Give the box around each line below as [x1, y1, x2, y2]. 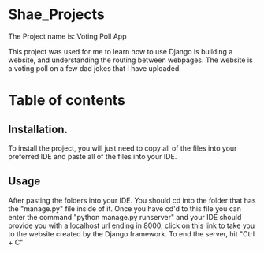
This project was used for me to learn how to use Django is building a [8, 47, 233, 56]
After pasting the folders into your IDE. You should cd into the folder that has [8, 195, 256, 205]
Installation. [8, 122, 69, 136]
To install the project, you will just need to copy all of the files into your [8, 143, 237, 153]
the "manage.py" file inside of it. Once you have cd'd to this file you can [8, 203, 242, 214]
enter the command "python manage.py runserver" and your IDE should [8, 212, 242, 221]
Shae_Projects [8, 6, 105, 24]
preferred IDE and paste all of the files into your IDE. [8, 151, 177, 161]
